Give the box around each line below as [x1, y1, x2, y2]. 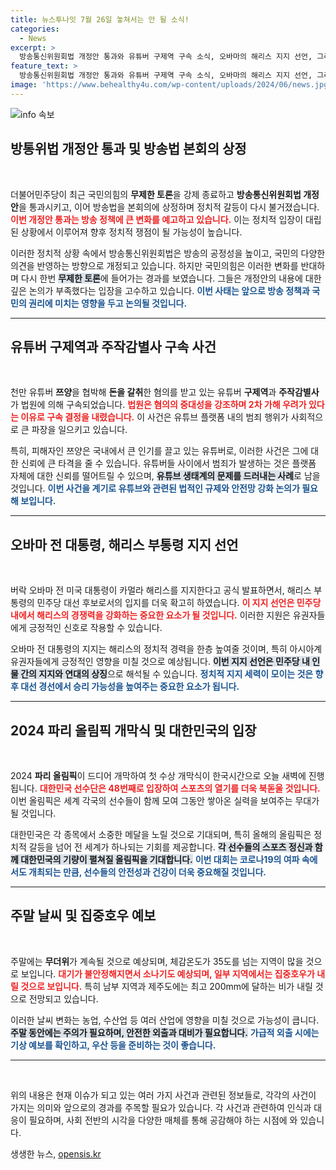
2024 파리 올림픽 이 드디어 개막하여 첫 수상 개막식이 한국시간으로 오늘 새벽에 [10, 770, 307, 781]
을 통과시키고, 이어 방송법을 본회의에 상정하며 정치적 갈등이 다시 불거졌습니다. [18, 201, 320, 213]
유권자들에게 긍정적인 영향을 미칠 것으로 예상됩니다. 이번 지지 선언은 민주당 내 [10, 656, 310, 668]
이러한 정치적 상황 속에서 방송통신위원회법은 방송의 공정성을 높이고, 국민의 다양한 [10, 247, 326, 259]
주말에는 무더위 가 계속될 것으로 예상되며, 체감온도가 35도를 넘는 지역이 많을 [10, 955, 304, 967]
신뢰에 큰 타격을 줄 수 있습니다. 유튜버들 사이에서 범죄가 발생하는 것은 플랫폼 [20, 457, 317, 470]
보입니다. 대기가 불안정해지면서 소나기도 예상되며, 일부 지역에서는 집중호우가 [20, 967, 315, 980]
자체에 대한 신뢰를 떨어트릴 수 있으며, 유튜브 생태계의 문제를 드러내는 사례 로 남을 [10, 470, 321, 482]
